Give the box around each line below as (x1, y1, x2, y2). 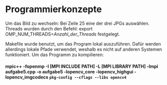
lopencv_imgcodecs (5, 74, 49, 80)
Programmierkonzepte (5, 4, 102, 15)
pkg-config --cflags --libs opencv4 (49, 75, 127, 80)
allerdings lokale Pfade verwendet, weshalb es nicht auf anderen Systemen (5, 46, 162, 52)
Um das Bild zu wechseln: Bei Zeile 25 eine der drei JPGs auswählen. (5, 20, 150, 26)
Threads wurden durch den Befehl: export (5, 25, 93, 31)
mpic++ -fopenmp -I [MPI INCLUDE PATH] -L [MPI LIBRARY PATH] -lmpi (5, 63, 158, 69)
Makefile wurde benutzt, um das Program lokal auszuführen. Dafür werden (5, 40, 161, 47)
